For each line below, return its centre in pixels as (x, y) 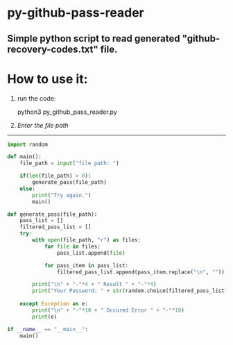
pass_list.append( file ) (91, 253)
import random (28, 144)
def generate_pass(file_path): (52, 214)
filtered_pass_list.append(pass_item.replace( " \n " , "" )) (141, 272)
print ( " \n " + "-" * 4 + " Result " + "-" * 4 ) (94, 285)
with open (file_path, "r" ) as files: (86, 240)
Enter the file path (43, 125)
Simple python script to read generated (94, 39)
